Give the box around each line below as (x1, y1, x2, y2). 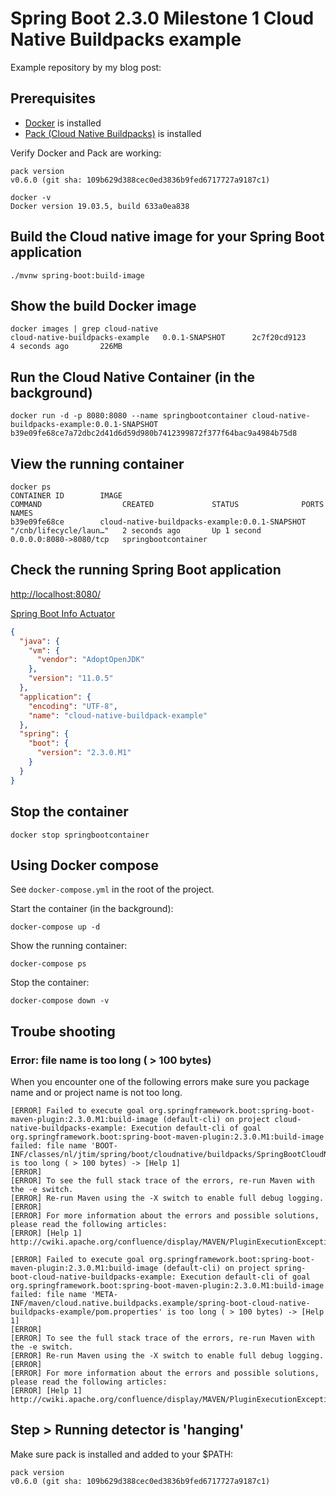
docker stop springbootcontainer (10, 830, 150, 840)
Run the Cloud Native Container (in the (10, 368, 256, 386)
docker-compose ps (10, 959, 87, 969)
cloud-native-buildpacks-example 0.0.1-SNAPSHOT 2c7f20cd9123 (10, 333, 307, 343)
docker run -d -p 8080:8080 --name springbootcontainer (10, 411, 248, 421)
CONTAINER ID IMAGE (10, 491, 123, 501)
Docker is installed (24, 117, 102, 129)
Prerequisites (10, 90, 96, 107)
